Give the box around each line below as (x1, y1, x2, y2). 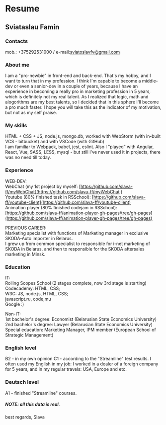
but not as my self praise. (5, 110, 57, 116)
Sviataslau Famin (5, 23, 60, 31)
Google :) (5, 301, 24, 307)
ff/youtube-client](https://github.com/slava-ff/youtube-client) (5, 199, 131, 205)
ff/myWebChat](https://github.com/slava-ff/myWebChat (5, 188, 120, 194)
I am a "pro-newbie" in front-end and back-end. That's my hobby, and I (5, 73, 151, 79)
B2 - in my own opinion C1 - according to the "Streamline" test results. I (5, 356, 152, 362)
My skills (5, 122, 27, 129)
